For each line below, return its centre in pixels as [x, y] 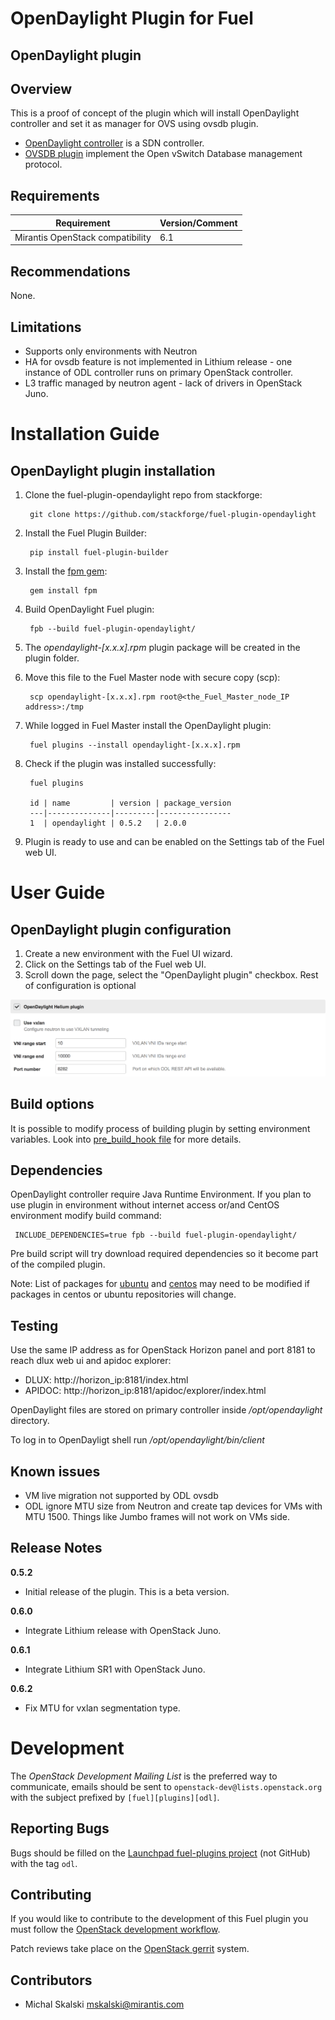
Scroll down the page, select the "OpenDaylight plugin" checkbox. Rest [171, 975]
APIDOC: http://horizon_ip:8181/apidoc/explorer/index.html [145, 1391]
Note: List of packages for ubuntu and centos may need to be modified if [160, 1284]
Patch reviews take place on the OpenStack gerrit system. [130, 1949]
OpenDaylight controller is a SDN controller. [114, 143]
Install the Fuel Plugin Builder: [86, 533]
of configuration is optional [80, 986]
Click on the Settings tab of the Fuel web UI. [115, 964]
